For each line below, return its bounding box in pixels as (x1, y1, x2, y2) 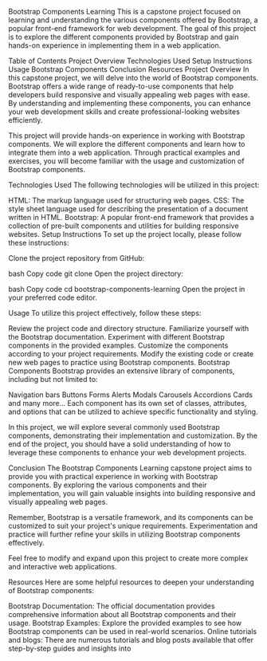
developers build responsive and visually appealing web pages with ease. (8, 90, 250, 99)
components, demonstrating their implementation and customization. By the (8, 431, 257, 440)
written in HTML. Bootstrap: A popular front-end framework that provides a (8, 213, 255, 222)
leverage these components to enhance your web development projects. (8, 448, 247, 457)
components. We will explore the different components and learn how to (8, 140, 245, 148)
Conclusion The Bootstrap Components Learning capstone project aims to (8, 463, 253, 473)
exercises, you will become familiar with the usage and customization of (8, 156, 245, 166)
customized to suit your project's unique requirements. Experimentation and (8, 521, 257, 530)
